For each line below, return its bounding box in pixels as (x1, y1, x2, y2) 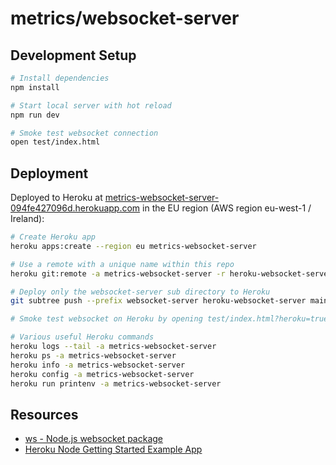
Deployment (10, 165, 89, 182)
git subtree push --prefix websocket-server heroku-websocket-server (10, 296, 307, 306)
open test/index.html (10, 137, 101, 147)
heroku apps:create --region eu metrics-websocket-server (10, 241, 257, 251)
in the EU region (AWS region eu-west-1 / (142, 202, 312, 214)
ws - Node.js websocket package (24, 433, 164, 445)
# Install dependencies (10, 73, 110, 83)
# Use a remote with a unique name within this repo (10, 259, 235, 269)
